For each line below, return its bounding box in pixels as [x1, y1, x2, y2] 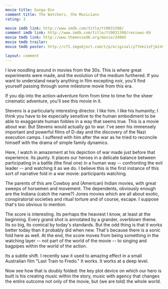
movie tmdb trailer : [5, 39, 48, 45]
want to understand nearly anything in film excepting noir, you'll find [5, 77, 145, 83]
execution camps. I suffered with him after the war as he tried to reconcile [5, 134, 157, 140]
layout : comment [5, 53, 39, 58]
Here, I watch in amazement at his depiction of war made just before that [5, 149, 155, 155]
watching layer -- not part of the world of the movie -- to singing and [5, 237, 147, 243]
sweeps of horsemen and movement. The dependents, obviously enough [5, 185, 156, 191]
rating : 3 [5, 16, 26, 21]
